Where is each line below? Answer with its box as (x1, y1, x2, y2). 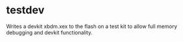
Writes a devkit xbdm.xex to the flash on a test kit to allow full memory (6, 23, 178, 30)
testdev (6, 3, 44, 17)
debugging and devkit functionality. (6, 29, 93, 36)
